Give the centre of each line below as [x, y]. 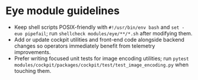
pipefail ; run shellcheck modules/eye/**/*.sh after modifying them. [109, 33]
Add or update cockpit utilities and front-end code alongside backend [99, 39]
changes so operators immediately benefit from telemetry [84, 46]
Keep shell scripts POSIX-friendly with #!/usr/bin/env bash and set [97, 27]
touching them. [33, 71]
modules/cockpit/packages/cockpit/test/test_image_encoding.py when [101, 64]
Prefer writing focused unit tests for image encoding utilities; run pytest [101, 58]
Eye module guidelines [63, 11]
